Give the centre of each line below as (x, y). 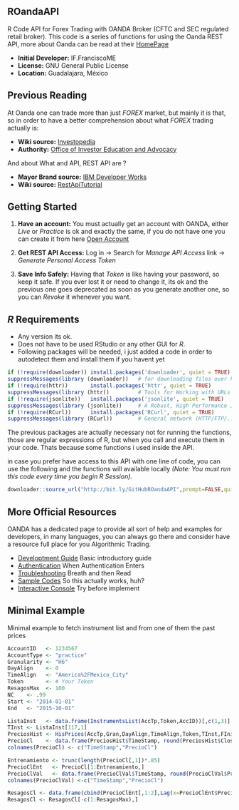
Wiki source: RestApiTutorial (60, 184)
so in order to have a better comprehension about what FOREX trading (110, 120)
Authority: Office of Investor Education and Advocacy (97, 149)
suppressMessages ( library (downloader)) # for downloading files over (117, 379)
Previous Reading (47, 96)
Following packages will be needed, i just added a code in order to (115, 352)
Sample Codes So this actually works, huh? (81, 580)
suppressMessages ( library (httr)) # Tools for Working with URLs (119, 392)
